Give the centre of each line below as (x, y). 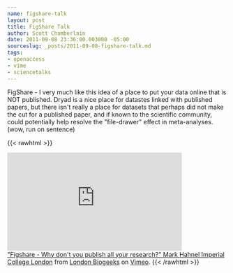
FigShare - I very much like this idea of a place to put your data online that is (117, 92)
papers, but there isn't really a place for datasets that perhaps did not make (116, 107)
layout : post (26, 20)
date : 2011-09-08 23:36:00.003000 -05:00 (68, 40)
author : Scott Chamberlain (46, 33)
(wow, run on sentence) (41, 129)
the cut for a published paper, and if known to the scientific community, (110, 114)
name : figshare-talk (37, 14)
